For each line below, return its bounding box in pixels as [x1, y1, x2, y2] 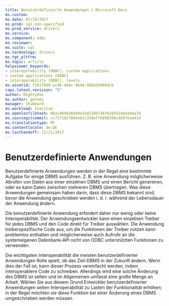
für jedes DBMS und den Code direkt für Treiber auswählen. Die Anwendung [5, 221, 164, 227]
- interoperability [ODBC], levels [5, 78, 80, 83]
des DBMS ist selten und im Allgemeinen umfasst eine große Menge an [5, 274, 153, 280]
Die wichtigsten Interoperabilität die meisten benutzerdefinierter [5, 252, 138, 258]
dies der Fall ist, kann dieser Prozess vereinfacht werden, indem [5, 263, 138, 269]
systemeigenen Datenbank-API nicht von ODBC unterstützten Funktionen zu [5, 237, 164, 243]
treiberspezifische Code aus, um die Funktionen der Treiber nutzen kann [5, 226, 156, 233]
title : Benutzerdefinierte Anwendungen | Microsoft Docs [5, 7, 128, 13]
